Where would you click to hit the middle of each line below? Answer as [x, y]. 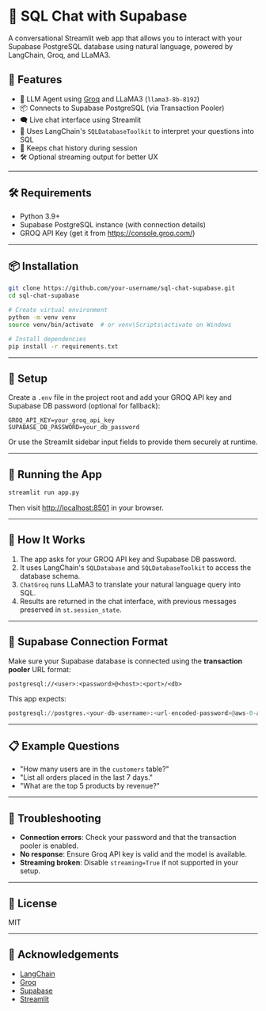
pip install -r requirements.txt [63, 346]
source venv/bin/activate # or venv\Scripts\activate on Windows [120, 325]
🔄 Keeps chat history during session [78, 148]
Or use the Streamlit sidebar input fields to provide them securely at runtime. [133, 442]
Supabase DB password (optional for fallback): [84, 406]
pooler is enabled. [49, 846]
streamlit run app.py [44, 493]
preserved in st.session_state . [71, 610]
